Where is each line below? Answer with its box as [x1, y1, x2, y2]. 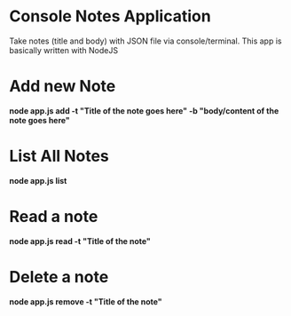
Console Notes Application [9, 6, 211, 27]
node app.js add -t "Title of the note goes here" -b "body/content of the [9, 105, 279, 116]
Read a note [9, 207, 98, 226]
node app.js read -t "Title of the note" [9, 235, 151, 246]
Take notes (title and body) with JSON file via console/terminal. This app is [9, 36, 282, 46]
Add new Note [9, 76, 116, 97]
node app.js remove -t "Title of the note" [9, 296, 162, 307]
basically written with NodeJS [9, 44, 118, 55]
